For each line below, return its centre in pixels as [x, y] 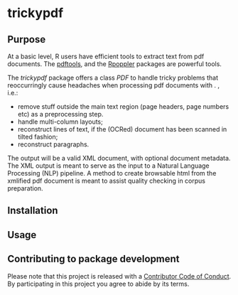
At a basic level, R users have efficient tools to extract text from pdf [106, 56]
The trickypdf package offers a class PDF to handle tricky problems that [113, 77]
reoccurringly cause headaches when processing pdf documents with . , [114, 85]
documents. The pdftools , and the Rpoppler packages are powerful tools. [115, 64]
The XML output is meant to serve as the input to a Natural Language [108, 166]
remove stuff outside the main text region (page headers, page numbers [123, 107]
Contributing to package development [93, 259]
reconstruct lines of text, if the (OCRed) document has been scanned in [122, 129]
